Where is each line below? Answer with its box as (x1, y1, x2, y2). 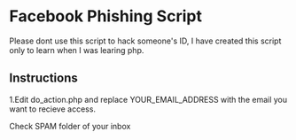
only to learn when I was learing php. (9, 44, 144, 55)
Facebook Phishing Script (9, 6, 202, 27)
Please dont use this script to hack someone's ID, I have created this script (9, 35, 282, 46)
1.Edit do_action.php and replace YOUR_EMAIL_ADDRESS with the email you (9, 94, 288, 105)
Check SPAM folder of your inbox (9, 121, 131, 131)
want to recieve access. (9, 104, 96, 114)
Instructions (9, 71, 78, 86)
